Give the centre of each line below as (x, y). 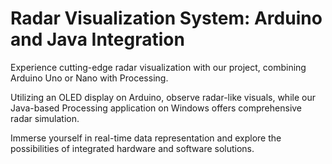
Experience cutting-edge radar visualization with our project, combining (158, 67)
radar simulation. (45, 118)
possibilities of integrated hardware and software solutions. (132, 148)
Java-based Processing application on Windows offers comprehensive (156, 108)
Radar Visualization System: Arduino (166, 18)
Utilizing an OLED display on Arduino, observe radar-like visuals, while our (163, 97)
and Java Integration (97, 39)
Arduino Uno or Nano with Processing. (89, 78)
